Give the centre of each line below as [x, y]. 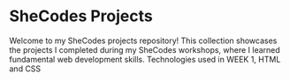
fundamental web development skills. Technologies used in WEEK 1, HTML [145, 59]
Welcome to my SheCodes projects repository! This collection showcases [143, 40]
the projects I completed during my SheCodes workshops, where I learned [145, 49]
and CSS [25, 69]
